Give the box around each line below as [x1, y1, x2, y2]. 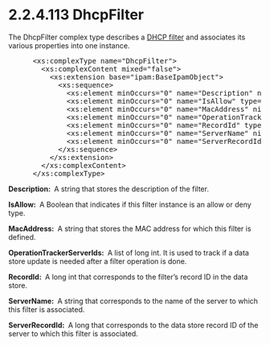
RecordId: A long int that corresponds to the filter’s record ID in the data [8, 272, 248, 281]
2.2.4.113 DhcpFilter [8, 6, 145, 24]
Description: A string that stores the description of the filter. [8, 183, 209, 194]
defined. [8, 232, 36, 242]
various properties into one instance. [8, 40, 130, 50]
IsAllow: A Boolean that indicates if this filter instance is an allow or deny [8, 199, 252, 209]
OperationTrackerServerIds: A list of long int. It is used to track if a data [8, 248, 249, 257]
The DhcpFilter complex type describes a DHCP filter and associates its [8, 32, 246, 42]
